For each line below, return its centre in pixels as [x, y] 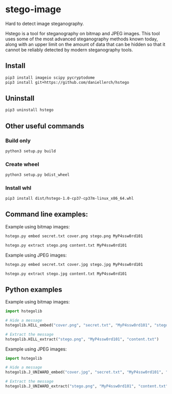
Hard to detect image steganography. [45, 24]
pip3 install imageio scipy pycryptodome [50, 78]
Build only [18, 141]
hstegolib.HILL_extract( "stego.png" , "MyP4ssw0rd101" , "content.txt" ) [82, 339]
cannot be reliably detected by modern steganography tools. [69, 50]
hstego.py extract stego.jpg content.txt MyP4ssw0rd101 [66, 274]
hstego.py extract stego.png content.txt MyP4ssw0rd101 [66, 245]
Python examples [34, 289]
